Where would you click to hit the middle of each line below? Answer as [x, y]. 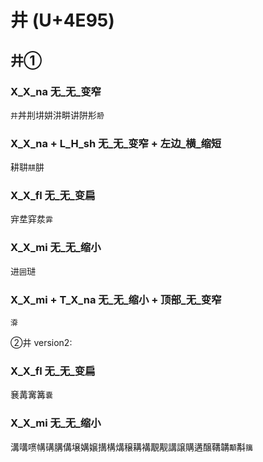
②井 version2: [41, 343]
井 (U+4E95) [62, 20]
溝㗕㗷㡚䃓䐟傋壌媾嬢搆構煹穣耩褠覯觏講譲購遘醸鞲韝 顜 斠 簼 [131, 447]
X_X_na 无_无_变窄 [56, 91]
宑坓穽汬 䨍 [31, 219]
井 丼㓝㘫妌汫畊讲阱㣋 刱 [57, 115]
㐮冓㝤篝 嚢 [31, 395]
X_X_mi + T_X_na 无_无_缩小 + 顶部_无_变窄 [116, 299]
